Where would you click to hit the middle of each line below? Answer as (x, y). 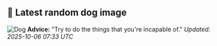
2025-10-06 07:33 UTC (40, 36)
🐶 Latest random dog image (67, 13)
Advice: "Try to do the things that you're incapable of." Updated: (119, 29)
